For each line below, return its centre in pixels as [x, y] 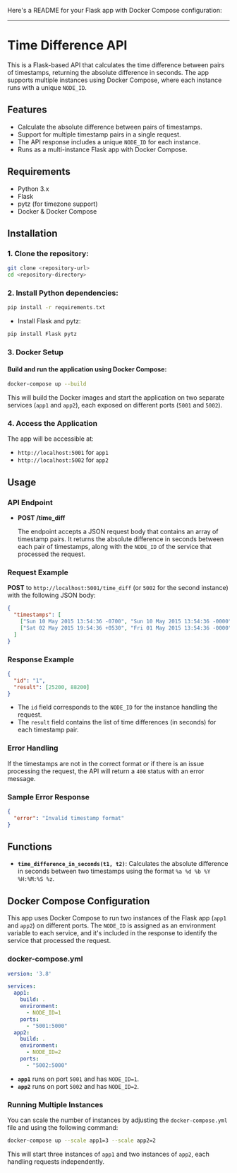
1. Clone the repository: [48, 253]
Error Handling [33, 748]
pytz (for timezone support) [57, 204]
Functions [30, 846]
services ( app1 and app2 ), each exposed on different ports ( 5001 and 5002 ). [115, 405]
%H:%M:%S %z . [36, 879]
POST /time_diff [41, 518]
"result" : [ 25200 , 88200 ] [52, 687]
